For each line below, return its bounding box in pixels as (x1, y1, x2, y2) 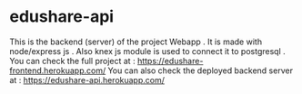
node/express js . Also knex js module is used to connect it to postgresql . (9, 45, 287, 56)
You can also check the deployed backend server (107, 65, 294, 76)
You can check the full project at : (9, 55, 136, 66)
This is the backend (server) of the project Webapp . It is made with (9, 36, 262, 47)
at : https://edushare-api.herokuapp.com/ (9, 74, 166, 85)
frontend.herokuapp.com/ (9, 65, 106, 76)
